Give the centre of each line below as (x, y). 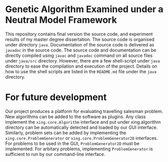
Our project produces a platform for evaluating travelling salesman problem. (84, 111)
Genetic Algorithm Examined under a (84, 9)
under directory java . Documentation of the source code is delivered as (80, 44)
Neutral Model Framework (61, 20)
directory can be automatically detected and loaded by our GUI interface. (81, 127)
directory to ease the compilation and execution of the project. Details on (81, 66)
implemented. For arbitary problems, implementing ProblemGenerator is (79, 149)
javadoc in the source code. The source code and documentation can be (81, 50)
